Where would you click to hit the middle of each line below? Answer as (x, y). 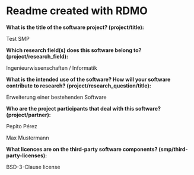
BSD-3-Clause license (33, 167)
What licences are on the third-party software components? (82, 149)
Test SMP (18, 38)
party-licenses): (27, 155)
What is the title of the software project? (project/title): (75, 27)
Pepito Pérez (22, 126)
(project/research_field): (37, 56)
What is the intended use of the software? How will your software (88, 79)
